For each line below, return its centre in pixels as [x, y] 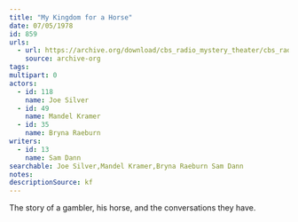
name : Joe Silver [57, 100]
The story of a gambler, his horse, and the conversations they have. [133, 208]
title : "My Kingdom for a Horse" [71, 17]
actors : [24, 83]
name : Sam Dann [53, 158]
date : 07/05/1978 [41, 26]
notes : [21, 174]
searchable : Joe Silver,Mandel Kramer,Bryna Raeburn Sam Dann [126, 166]
